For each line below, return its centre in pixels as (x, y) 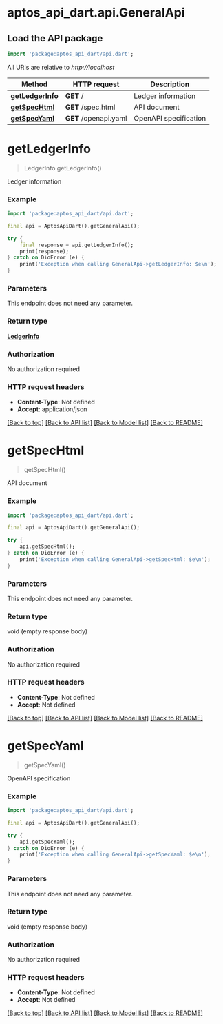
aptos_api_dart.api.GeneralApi (96, 13)
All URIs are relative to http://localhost (61, 67)
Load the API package (55, 38)
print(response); (44, 251)
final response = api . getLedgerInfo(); (77, 245)
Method (35, 84)
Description (170, 84)
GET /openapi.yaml (96, 118)
